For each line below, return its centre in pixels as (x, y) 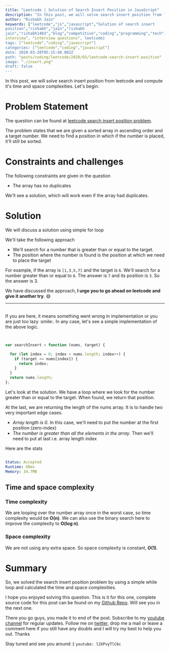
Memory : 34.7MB (21, 472)
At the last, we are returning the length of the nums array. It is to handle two (84, 407)
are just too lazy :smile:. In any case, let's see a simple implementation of (81, 321)
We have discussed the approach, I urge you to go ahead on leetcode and (83, 291)
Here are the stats (24, 448)
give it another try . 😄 (28, 296)
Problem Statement (47, 107)
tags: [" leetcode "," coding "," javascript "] (51, 43)
